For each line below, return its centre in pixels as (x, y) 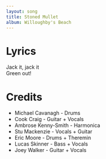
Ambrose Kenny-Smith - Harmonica (57, 125)
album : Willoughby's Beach (39, 22)
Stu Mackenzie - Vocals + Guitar (53, 132)
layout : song (22, 11)
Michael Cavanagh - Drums (47, 113)
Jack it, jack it (23, 67)
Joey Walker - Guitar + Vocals (50, 150)
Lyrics (21, 51)
